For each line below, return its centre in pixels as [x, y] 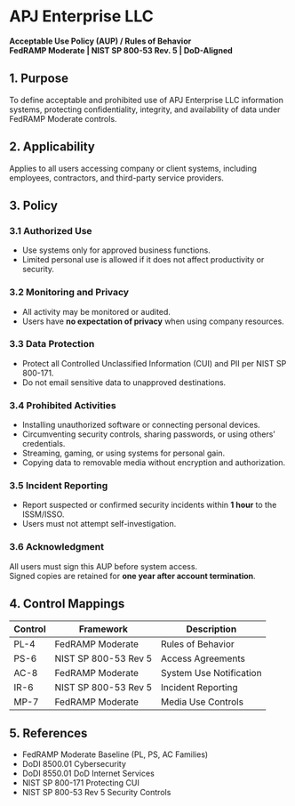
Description [211, 629]
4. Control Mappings [67, 604]
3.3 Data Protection [52, 344]
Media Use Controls [202, 702]
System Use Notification [211, 673]
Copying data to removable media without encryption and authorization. [154, 463]
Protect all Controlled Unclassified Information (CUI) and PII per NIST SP [154, 363]
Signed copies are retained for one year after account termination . [132, 576]
